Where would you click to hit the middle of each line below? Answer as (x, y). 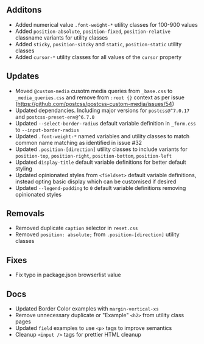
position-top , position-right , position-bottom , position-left (93, 155)
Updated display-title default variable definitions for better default (101, 162)
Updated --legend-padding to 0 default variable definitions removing (100, 188)
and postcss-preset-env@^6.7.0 (55, 117)
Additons (24, 10)
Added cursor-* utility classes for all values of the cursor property (98, 57)
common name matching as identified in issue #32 (78, 142)
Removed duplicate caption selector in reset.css (76, 228)
